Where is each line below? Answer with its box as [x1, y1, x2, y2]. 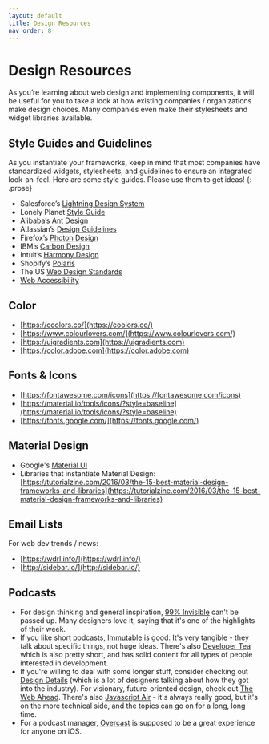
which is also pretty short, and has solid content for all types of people [19, 650, 253, 660]
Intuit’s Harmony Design [19, 250, 99, 260]
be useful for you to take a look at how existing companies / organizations [8, 96, 252, 106]
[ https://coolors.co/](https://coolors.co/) [19, 320, 154, 330]
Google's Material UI [19, 460, 88, 470]
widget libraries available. [8, 113, 93, 123]
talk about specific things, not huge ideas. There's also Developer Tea [19, 641, 251, 651]
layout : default [8, 11, 62, 20]
